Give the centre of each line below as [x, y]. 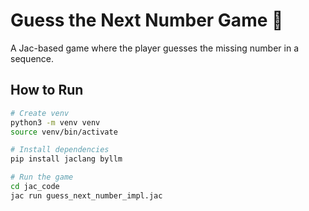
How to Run [47, 90]
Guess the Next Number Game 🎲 [147, 20]
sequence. [32, 58]
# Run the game [42, 177]
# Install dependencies [60, 150]
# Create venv [40, 113]
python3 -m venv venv [55, 122]
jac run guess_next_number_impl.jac [86, 195]
